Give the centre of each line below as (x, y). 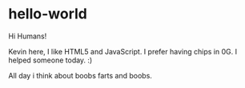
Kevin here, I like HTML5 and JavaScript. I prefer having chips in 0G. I (123, 51)
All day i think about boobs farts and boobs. (80, 75)
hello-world (48, 14)
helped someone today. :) (50, 60)
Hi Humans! (28, 36)
